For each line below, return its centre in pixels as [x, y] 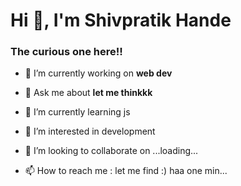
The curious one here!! [66, 52]
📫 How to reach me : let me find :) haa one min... [126, 171]
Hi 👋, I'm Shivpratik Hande [121, 20]
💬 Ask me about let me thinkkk [88, 93]
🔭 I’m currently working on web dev [98, 73]
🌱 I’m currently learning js [77, 112]
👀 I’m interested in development [90, 131]
